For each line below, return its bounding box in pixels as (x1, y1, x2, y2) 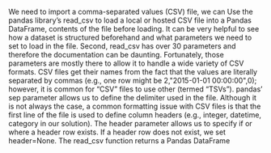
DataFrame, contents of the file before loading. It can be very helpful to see (8, 24, 260, 33)
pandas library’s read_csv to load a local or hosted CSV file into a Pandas (8, 15, 252, 25)
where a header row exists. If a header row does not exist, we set (8, 127, 227, 137)
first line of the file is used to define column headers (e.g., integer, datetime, (8, 110, 261, 120)
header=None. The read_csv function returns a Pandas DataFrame (8, 136, 231, 145)
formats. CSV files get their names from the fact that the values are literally (8, 67, 257, 76)
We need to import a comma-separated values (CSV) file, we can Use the (8, 7, 253, 16)
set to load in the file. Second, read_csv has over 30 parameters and (8, 41, 236, 51)
